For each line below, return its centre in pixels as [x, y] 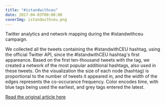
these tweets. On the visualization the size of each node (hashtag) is [77, 71]
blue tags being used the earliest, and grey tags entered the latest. [75, 87]
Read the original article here [36, 97]
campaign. [17, 39]
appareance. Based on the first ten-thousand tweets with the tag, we [77, 60]
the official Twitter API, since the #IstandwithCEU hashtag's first [73, 55]
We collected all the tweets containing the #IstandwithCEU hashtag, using [83, 49]
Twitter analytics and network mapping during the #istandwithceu [74, 34]
